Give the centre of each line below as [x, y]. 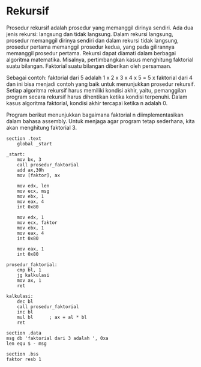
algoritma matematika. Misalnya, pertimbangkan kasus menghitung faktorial [100, 59]
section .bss [22, 354]
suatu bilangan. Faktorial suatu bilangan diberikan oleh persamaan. [89, 66]
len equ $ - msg [26, 344]
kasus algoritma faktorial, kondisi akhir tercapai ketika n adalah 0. [87, 103]
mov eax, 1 [31, 249]
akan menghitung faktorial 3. [41, 127]
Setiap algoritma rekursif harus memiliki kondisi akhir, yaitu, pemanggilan [96, 90]
